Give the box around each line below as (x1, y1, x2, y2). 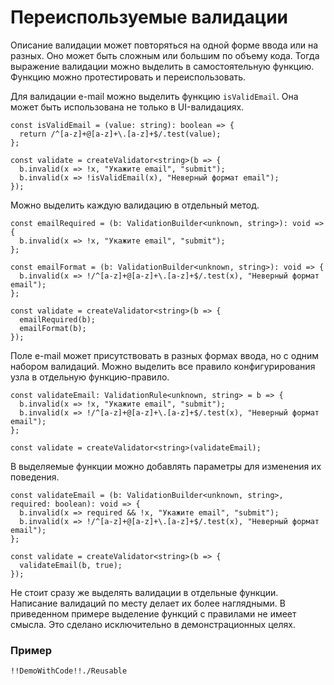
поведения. (10, 471, 60, 483)
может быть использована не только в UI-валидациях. (10, 101, 245, 113)
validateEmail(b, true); (19, 560, 123, 570)
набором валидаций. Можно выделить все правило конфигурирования (10, 360, 316, 372)
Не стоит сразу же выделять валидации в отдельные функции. (10, 586, 279, 598)
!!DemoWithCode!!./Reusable (10, 666, 128, 676)
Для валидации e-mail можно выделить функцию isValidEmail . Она (10, 90, 299, 102)
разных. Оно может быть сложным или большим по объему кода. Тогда (10, 49, 320, 61)
